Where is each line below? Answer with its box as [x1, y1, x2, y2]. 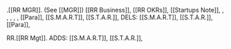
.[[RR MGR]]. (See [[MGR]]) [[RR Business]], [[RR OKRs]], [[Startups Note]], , [6, 6, 224, 14]
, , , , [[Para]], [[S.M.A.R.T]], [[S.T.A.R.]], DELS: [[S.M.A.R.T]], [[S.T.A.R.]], [6, 13, 213, 21]
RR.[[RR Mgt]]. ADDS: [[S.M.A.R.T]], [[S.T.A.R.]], [6, 34, 143, 42]
